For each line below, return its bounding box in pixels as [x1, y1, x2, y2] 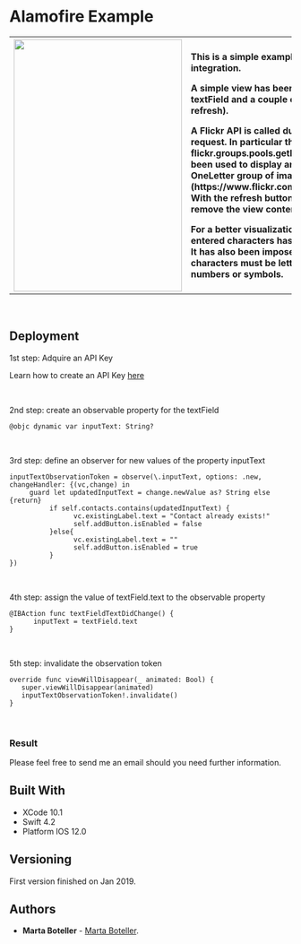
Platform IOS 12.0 [21, 826, 87, 836]
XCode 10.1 [21, 807, 63, 818]
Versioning [9, 852, 72, 867]
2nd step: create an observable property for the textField [9, 404, 219, 415]
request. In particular [191, 135, 283, 148]
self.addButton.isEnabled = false [73, 519, 202, 528]
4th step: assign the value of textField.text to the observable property [9, 592, 266, 602]
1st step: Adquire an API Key [9, 352, 114, 363]
